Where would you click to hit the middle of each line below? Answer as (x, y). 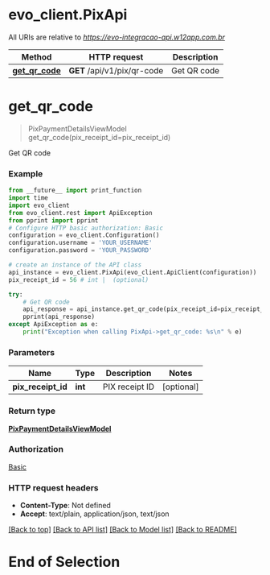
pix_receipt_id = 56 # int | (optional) (79, 279)
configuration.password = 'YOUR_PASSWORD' (80, 250)
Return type (32, 411)
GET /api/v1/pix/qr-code (116, 70)
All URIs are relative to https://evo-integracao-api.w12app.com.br (117, 37)
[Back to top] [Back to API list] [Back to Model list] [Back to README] (123, 530)
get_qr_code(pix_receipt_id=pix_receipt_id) (99, 137)
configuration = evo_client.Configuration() (84, 235)
